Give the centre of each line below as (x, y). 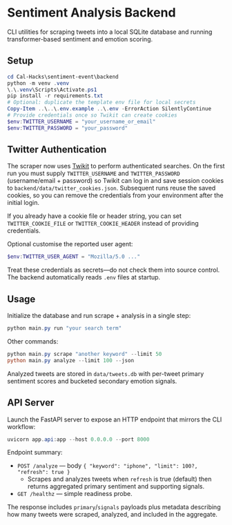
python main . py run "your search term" (65, 328)
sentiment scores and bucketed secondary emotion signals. (92, 381)
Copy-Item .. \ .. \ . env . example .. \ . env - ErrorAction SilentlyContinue (109, 109)
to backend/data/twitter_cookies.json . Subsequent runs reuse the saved (112, 188)
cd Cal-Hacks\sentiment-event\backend (63, 77)
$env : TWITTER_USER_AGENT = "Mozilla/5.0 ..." (74, 257)
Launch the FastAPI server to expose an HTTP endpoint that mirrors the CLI (115, 419)
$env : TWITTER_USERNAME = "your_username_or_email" (81, 121)
